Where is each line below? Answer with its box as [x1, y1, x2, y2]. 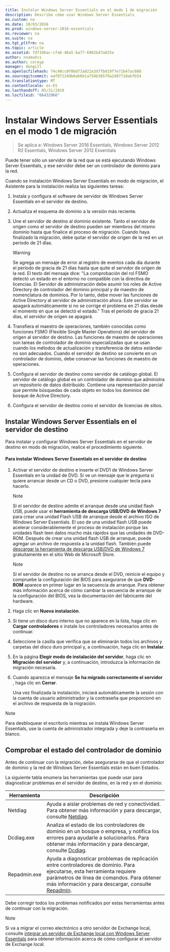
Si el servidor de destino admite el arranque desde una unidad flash [12, 503, 154, 509]
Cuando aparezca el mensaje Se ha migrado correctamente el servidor [12, 674, 163, 681]
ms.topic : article [5, 45, 44, 50]
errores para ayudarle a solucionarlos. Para [46, 834, 149, 841]
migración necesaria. [12, 664, 57, 671]
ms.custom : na [5, 17, 35, 22]
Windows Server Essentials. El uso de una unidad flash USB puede [12, 519, 152, 525]
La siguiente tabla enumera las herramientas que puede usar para [5, 775, 143, 781]
